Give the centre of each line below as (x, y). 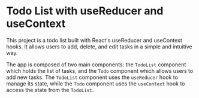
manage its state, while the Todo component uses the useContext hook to (96, 83)
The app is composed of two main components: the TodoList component (96, 65)
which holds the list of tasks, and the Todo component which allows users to (100, 71)
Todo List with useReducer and (85, 11)
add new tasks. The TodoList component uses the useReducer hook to (92, 77)
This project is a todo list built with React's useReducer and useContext (94, 40)
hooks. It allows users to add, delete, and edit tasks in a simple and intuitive (99, 47)
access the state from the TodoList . (50, 90)
